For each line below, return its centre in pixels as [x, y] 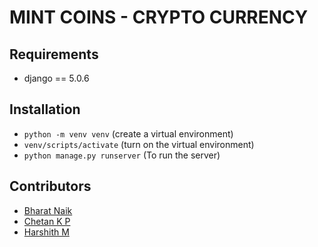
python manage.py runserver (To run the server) [122, 155]
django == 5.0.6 [56, 78]
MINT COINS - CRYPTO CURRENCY [159, 17]
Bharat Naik [48, 210]
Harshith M [46, 232]
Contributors [50, 186]
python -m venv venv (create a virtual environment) [128, 133]
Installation [45, 109]
